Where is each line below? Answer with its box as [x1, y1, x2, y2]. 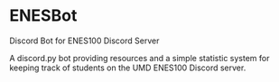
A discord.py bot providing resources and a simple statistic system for [9, 52, 270, 63]
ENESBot [9, 5, 78, 26]
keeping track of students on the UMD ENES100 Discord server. [9, 62, 246, 73]
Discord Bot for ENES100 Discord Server [9, 35, 160, 46]
